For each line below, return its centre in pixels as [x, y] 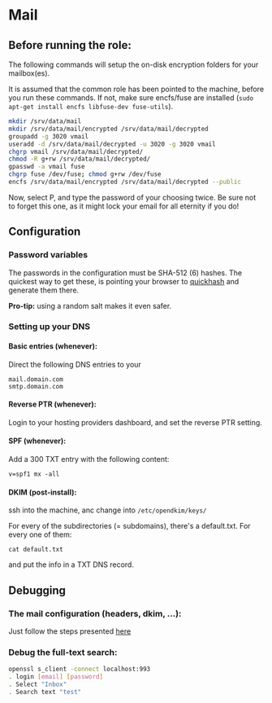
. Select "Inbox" [38, 685]
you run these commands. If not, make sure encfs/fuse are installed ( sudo [131, 98]
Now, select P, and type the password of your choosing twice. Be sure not [132, 197]
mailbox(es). [29, 73]
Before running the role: [70, 45]
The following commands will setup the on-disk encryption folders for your [134, 64]
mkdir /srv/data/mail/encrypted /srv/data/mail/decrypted [108, 129]
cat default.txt [36, 550]
